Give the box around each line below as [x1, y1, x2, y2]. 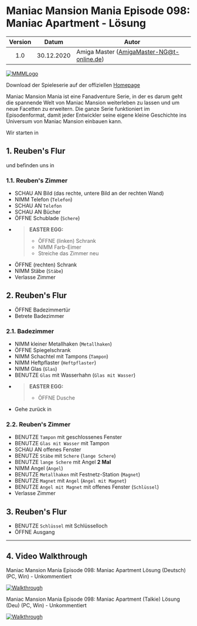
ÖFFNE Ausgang [14, 529, 55, 536]
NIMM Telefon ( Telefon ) [14, 196, 73, 203]
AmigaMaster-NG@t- [118, 48, 180, 56]
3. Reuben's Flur [6, 506, 67, 517]
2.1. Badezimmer [6, 327, 55, 335]
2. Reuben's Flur [6, 290, 67, 300]
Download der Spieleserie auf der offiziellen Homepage [6, 81, 141, 89]
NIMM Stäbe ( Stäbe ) [14, 268, 63, 275]
